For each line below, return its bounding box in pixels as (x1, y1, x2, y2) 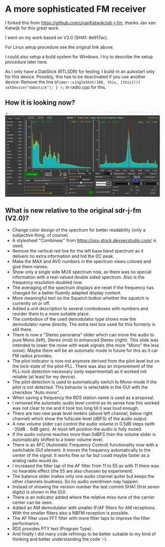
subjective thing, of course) (12, 232, 68, 238)
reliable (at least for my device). (12, 374, 77, 380)
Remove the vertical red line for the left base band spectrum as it (12, 248, 144, 254)
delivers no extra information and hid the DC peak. (12, 253, 114, 259)
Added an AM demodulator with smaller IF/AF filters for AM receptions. (12, 505, 156, 511)
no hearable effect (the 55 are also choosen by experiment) (12, 468, 133, 474)
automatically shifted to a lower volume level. (12, 437, 104, 442)
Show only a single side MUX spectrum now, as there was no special (12, 269, 152, 275)
